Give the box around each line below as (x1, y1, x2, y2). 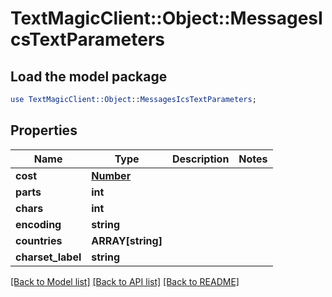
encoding (15, 217, 62, 231)
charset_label (15, 250, 82, 264)
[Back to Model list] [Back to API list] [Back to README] (10, 275, 240, 287)
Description (171, 152, 230, 166)
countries (15, 233, 63, 247)
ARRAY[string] (91, 233, 163, 247)
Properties (10, 122, 78, 139)
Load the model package (10, 68, 168, 85)
